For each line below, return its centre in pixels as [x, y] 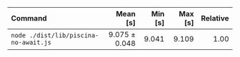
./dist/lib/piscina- [64, 36]
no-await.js [31, 43]
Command [29, 18]
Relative [215, 18]
